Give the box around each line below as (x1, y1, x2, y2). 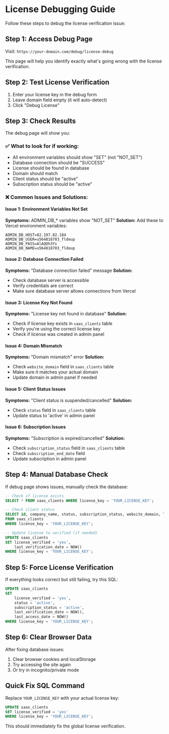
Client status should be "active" (12, 176, 78, 182)
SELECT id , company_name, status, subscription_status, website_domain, (5, 512, 161, 517)
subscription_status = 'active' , (14, 605, 84, 610)
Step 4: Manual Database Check (5, 470, 108, 479)
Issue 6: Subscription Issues (5, 424, 66, 430)
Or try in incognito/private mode (12, 667, 79, 673)
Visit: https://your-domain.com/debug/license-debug (5, 48, 114, 54)
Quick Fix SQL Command (5, 682, 84, 690)
